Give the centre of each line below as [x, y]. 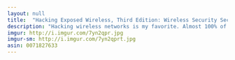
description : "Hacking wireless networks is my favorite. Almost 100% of [117, 26]
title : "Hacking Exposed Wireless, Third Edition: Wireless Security [112, 20]
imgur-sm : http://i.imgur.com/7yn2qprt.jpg [72, 39]
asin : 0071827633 [33, 46]
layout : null [26, 13]
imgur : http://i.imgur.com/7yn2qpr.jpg [65, 33]
